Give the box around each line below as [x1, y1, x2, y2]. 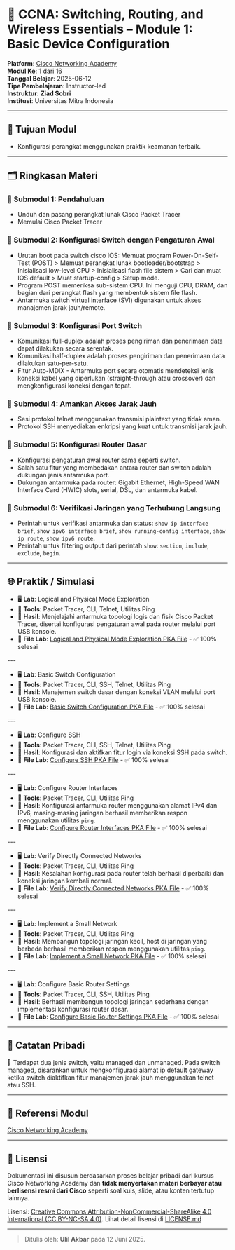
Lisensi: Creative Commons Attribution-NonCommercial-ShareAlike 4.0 [7, 1207, 212, 1216]
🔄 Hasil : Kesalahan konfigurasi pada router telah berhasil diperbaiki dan [17, 869, 224, 877]
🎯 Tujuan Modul [7, 123, 77, 135]
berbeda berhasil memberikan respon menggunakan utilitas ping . [17, 944, 206, 953]
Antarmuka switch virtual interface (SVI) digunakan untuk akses [17, 296, 201, 304]
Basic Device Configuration [7, 36, 170, 52]
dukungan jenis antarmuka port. [17, 470, 110, 479]
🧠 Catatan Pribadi [7, 1040, 85, 1052]
